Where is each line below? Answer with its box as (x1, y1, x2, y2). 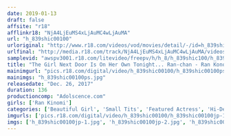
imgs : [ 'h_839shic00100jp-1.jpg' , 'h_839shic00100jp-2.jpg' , (7, 118, 186, 126)
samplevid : (7, 55, 38, 62)
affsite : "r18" (7, 23, 51, 30)
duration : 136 (7, 87, 48, 93)
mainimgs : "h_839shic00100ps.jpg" (7, 73, 107, 81)
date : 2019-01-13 (7, 10, 57, 17)
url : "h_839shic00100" (7, 36, 72, 43)
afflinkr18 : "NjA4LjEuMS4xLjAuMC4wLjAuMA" (7, 29, 131, 36)
